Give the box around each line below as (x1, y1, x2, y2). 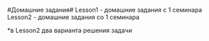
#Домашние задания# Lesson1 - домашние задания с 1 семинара (7, 6, 203, 14)
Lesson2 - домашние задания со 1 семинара (7, 13, 140, 21)
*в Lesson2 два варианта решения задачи (7, 27, 132, 34)
